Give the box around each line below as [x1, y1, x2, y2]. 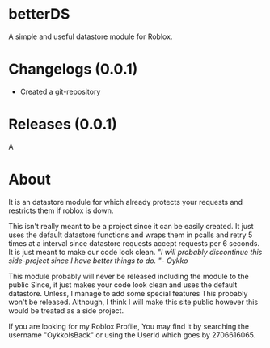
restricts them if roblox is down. [8, 206, 114, 215]
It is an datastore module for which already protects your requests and [8, 197, 243, 206]
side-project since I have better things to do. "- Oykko [8, 256, 188, 265]
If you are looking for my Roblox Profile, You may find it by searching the [8, 321, 249, 331]
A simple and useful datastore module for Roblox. [8, 32, 173, 41]
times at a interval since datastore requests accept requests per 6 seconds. [8, 238, 260, 248]
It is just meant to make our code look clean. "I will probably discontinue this [8, 247, 263, 257]
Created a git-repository [19, 87, 101, 96]
